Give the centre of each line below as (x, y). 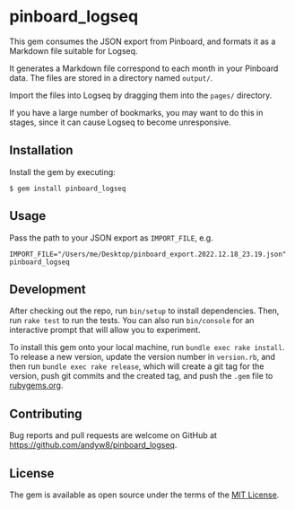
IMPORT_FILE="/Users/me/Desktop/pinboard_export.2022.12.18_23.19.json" (148, 254)
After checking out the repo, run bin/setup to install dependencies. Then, (144, 311)
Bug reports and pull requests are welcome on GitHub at (113, 435)
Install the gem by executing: (63, 171)
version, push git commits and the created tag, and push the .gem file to (141, 376)
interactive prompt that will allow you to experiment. (105, 330)
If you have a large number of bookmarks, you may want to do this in (136, 112)
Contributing (46, 413)
